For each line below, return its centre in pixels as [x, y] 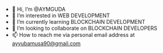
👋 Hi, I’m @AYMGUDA [39, 9]
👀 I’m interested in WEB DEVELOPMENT [61, 15]
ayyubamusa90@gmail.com [46, 43]
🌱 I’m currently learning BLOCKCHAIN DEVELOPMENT [79, 22]
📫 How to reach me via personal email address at [73, 35]
